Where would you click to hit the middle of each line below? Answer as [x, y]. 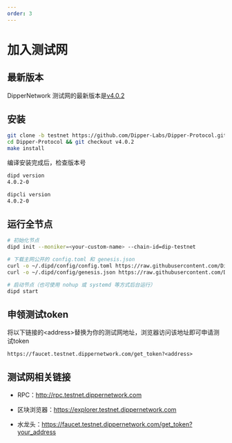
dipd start [23, 291]
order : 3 [20, 13]
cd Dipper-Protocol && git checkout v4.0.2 [71, 142]
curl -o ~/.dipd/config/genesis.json [61, 272]
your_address [37, 432]
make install [26, 149]
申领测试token [38, 314]
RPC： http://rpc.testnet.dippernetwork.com [79, 395]
